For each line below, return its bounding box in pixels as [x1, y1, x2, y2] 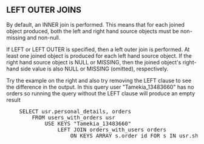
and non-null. [27, 33, 61, 41]
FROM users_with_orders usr [32, 114, 115, 121]
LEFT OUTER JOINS [6, 5, 82, 15]
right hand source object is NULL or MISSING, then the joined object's [6, 58, 182, 66]
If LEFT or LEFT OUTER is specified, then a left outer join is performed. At [6, 46, 190, 53]
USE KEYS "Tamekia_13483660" [44, 120, 132, 127]
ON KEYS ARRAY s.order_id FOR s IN [70, 132, 176, 139]
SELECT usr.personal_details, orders [19, 108, 132, 115]
